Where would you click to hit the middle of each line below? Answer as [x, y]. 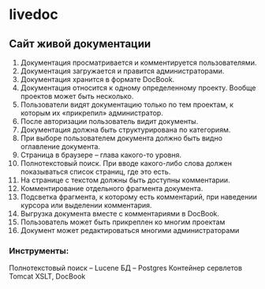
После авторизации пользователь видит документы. [109, 121]
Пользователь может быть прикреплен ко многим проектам [123, 222]
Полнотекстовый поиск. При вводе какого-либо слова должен [126, 163]
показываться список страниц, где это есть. [95, 172]
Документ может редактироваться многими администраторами [130, 230]
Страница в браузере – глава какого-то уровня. [101, 155]
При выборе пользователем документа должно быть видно [121, 138]
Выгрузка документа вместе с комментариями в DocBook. [120, 214]
